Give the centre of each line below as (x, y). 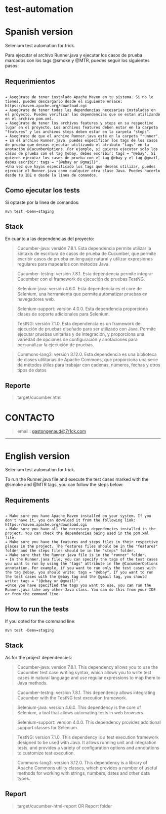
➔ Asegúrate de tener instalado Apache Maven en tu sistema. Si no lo (79, 97)
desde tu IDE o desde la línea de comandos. (52, 175)
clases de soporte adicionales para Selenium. (63, 314)
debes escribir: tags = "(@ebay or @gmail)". (53, 162)
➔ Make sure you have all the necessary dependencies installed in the (80, 529)
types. (24, 778)
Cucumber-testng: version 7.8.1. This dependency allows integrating (86, 692)
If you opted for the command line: (40, 621)
